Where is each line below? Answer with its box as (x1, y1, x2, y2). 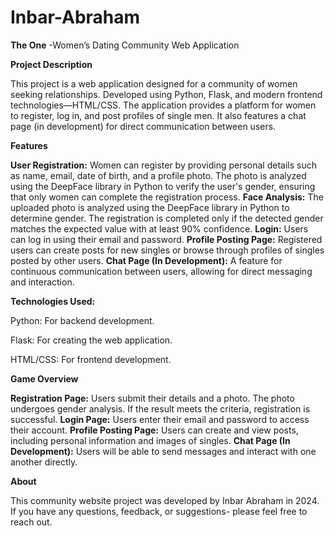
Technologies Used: (10, 295, 96, 307)
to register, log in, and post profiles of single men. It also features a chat (10, 109, 307, 121)
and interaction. (10, 276, 75, 288)
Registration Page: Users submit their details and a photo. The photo (10, 392, 295, 404)
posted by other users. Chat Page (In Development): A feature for (10, 254, 283, 266)
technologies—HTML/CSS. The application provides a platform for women (10, 99, 317, 111)
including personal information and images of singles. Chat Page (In (10, 434, 291, 446)
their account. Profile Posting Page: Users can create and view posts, (10, 424, 299, 436)
